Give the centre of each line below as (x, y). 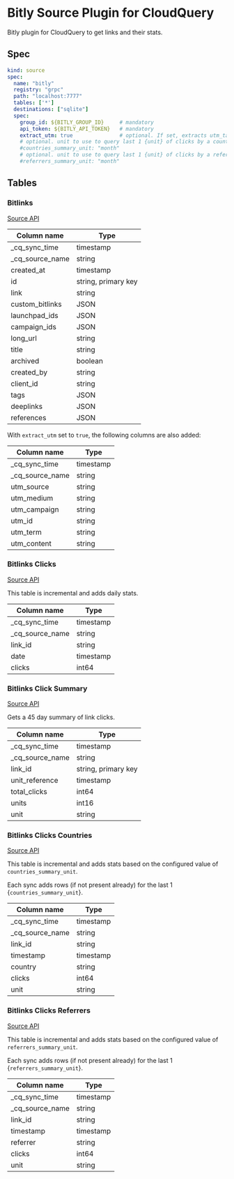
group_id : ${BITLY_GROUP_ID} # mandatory (87, 122)
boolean (89, 361)
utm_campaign (35, 509)
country (24, 967)
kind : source (26, 70)
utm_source (30, 486)
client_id (24, 384)
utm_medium (32, 498)
